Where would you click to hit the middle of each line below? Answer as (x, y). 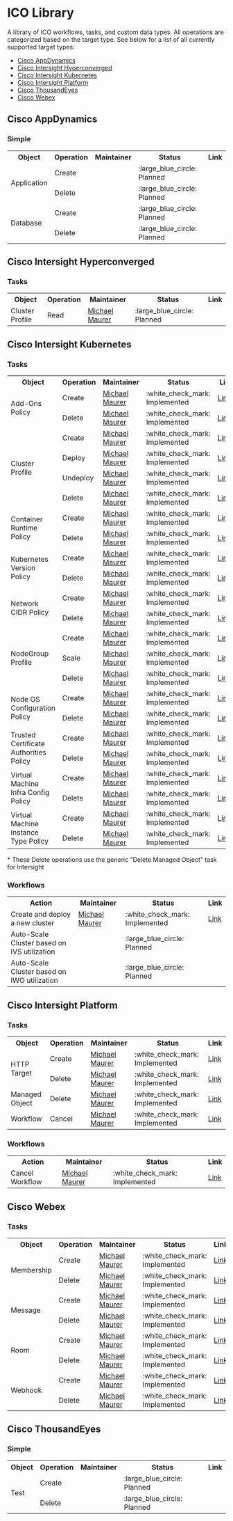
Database (26, 223)
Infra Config (30, 793)
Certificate (28, 744)
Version (23, 568)
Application (29, 182)
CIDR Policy (30, 612)
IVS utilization (33, 952)
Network (25, 604)
